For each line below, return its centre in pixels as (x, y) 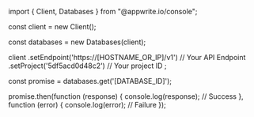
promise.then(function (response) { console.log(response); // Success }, (126, 96)
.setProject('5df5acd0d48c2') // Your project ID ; (88, 66)
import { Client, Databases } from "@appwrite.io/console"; (103, 11)
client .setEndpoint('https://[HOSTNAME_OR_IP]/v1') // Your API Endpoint (127, 57)
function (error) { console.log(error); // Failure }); (87, 105)
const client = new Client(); (52, 26)
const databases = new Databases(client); (77, 42)
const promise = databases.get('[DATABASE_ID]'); (90, 81)
